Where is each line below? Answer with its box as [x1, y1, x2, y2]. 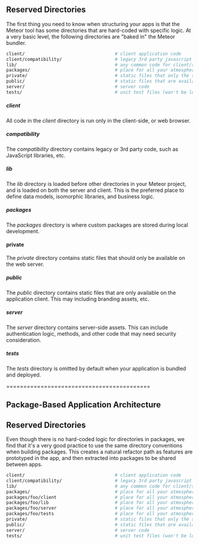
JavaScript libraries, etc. [6, 152, 66, 159]
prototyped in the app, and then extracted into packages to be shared [6, 455, 176, 461]
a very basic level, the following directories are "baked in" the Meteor [6, 33, 175, 40]
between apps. [6, 461, 43, 468]
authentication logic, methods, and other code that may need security [6, 330, 176, 337]
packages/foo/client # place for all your [6, 494, 168, 500]
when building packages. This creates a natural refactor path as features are [6, 448, 193, 455]
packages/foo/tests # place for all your [6, 511, 168, 517]
